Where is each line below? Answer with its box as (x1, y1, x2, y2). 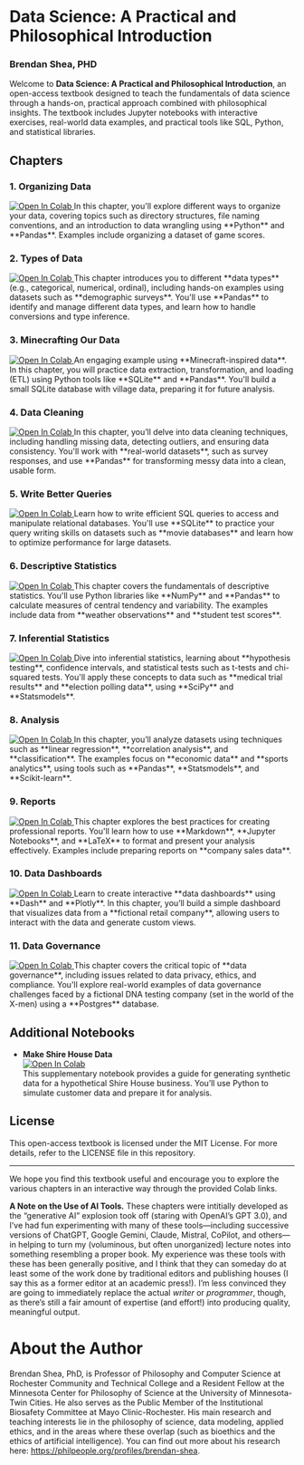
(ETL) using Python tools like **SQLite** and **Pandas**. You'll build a (9, 373, 277, 384)
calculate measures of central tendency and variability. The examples (9, 600, 269, 611)
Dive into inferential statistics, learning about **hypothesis (73, 652, 291, 663)
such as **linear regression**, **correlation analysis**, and (9, 744, 229, 755)
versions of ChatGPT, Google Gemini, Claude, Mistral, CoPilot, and (9, 1229, 257, 1240)
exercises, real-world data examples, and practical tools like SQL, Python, (9, 117, 284, 128)
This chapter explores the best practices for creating (73, 815, 271, 826)
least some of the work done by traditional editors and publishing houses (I (9, 1267, 289, 1278)
